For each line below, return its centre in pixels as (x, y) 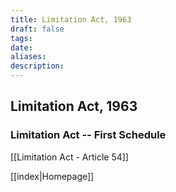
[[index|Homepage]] (52, 176)
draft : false (37, 29)
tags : (21, 38)
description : (37, 66)
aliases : (28, 57)
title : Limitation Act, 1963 (71, 19)
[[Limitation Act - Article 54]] (69, 157)
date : (21, 47)
